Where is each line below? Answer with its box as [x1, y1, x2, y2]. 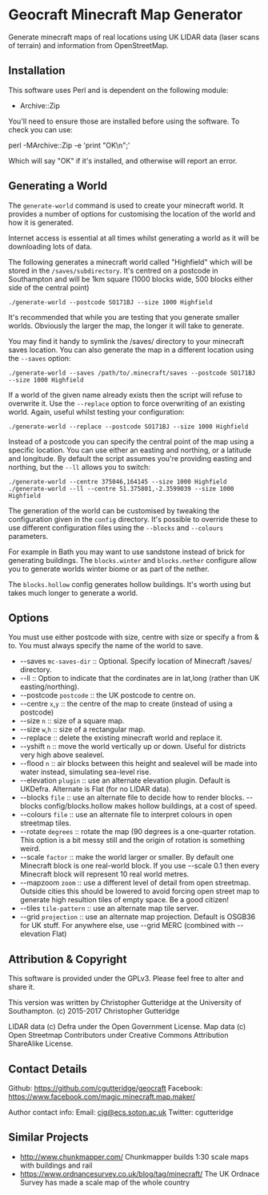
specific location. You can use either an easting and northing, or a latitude [8, 445, 252, 455]
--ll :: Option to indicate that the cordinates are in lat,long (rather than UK [19, 674, 260, 683]
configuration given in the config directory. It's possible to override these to [8, 514, 258, 524]
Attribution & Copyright [8, 952, 127, 966]
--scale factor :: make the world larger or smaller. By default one [19, 853, 234, 862]
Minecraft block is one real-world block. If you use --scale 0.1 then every [19, 861, 260, 871]
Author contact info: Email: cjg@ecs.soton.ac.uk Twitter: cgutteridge [8, 1108, 234, 1116]
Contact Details [8, 1062, 88, 1075]
